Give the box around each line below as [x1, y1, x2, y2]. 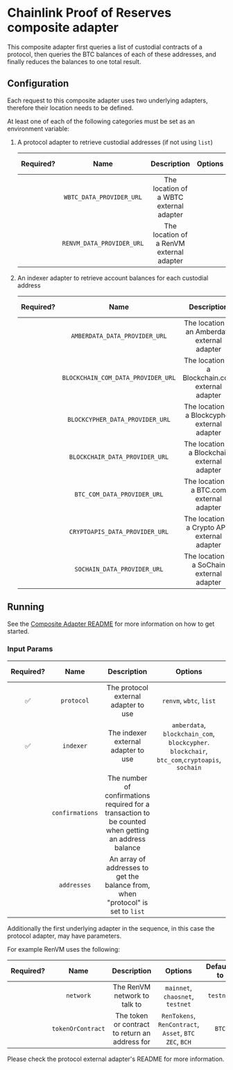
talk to [121, 999, 142, 1009]
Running [7, 601, 45, 613]
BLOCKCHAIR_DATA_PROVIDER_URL [69, 453, 169, 461]
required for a [105, 799, 150, 809]
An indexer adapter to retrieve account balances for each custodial [17, 274, 209, 282]
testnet [166, 1000, 191, 1008]
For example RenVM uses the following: [7, 945, 120, 953]
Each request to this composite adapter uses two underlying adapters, [7, 96, 208, 104]
